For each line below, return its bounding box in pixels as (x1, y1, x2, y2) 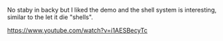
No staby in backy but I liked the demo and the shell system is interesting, (7, 6, 217, 14)
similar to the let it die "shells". (7, 13, 93, 21)
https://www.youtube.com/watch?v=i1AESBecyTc (7, 27, 148, 34)
